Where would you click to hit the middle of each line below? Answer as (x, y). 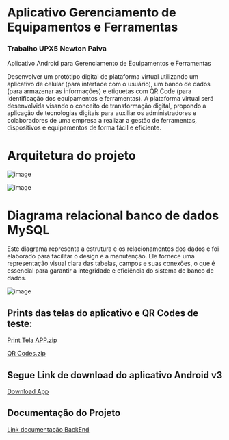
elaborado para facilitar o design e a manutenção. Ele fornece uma (101, 256)
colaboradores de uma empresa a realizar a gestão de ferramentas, (102, 121)
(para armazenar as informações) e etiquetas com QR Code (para (99, 91)
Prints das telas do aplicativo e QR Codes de (103, 313)
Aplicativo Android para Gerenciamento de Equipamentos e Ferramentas (109, 64)
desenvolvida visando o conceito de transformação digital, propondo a (107, 106)
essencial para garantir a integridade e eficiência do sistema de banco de (110, 271)
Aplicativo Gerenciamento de (92, 13)
